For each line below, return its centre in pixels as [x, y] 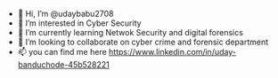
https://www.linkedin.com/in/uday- [172, 52]
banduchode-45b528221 [63, 65]
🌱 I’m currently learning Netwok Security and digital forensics [130, 32]
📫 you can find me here [62, 52]
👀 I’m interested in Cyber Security [79, 23]
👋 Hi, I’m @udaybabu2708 [65, 14]
